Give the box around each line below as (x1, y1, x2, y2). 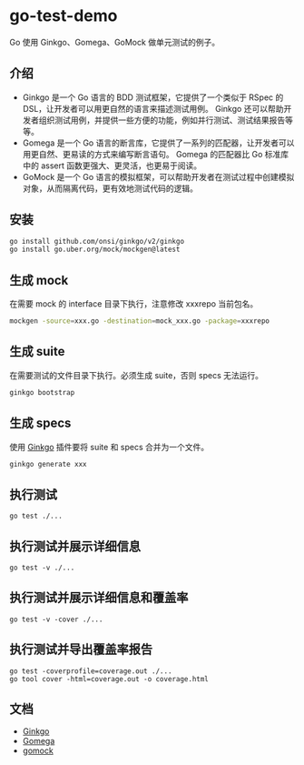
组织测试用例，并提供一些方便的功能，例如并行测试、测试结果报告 (38, 115, 286, 126)
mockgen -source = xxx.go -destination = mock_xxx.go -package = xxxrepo (9, 317, 270, 326)
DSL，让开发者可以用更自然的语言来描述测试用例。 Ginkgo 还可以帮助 (22, 103, 284, 114)
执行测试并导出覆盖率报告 (9, 642, 152, 658)
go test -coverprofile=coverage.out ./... (9, 666, 172, 676)
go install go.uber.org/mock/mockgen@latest (9, 245, 181, 255)
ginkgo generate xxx (9, 459, 88, 468)
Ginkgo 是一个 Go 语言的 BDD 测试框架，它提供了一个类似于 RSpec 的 (22, 92, 284, 103)
